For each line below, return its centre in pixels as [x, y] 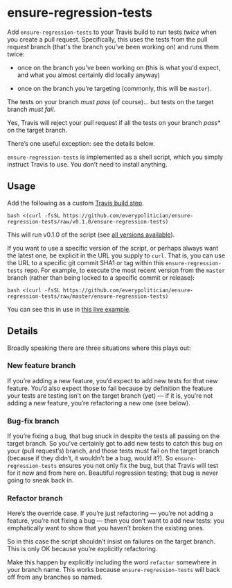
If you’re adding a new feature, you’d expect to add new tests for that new [113, 380]
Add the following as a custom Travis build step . [75, 203]
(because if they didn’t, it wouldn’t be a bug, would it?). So [90, 458]
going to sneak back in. [41, 480]
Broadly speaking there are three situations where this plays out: [99, 348]
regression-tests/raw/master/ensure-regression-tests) [88, 296]
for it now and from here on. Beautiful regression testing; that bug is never [113, 473]
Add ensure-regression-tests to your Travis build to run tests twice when [112, 32]
